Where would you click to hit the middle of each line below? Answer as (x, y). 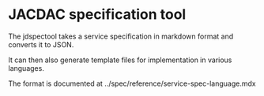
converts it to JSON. (41, 44)
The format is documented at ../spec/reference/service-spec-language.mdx (132, 83)
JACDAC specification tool (97, 15)
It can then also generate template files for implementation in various (120, 60)
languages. (26, 68)
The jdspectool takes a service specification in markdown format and (121, 36)
